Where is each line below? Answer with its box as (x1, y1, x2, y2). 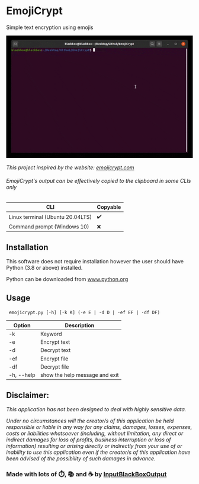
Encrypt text (40, 338, 70, 346)
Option (13, 321, 31, 329)
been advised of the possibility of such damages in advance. (6, 455, 156, 462)
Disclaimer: (6, 390, 49, 400)
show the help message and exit (40, 372, 119, 379)
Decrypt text (40, 347, 71, 354)
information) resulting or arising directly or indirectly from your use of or (6, 443, 182, 450)
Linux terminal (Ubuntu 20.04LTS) (8, 214, 92, 221)
